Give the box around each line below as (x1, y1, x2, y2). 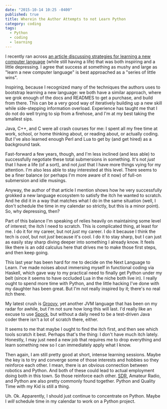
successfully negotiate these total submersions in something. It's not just (5, 156, 156, 162)
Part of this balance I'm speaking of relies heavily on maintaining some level (5, 217, 161, 224)
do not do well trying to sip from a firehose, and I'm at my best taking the (5, 110, 155, 116)
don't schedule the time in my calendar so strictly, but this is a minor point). (5, 203, 160, 209)
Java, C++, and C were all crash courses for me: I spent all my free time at (5, 125, 158, 131)
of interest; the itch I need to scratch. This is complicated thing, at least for (5, 223, 159, 229)
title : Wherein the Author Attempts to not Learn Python (5, 16, 126, 21)
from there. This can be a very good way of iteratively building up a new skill (5, 100, 163, 106)
